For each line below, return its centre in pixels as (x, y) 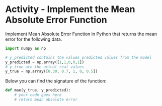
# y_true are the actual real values (45, 67)
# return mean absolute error (46, 100)
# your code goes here (38, 95)
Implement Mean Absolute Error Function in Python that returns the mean (81, 34)
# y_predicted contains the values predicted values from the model (78, 57)
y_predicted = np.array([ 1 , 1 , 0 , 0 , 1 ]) (45, 62)
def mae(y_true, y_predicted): (38, 90)
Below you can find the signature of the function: (56, 81)
